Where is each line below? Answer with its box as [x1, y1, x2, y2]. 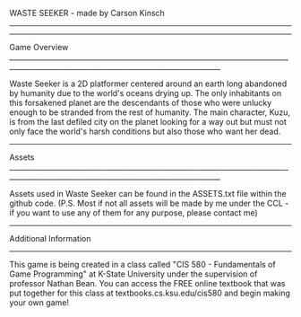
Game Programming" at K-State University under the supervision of [9, 269, 258, 279]
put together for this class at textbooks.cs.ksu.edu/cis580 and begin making [9, 287, 291, 298]
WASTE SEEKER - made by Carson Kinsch [9, 8, 166, 18]
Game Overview [9, 42, 69, 52]
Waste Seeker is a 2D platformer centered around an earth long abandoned [9, 78, 288, 89]
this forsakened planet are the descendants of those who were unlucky [9, 98, 272, 108]
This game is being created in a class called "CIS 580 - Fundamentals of [9, 260, 276, 269]
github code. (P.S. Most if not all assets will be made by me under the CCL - [9, 198, 289, 208]
